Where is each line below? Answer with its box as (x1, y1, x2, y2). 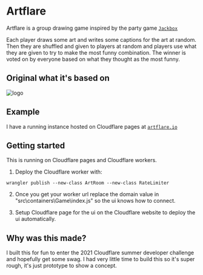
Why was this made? (6, 233, 87, 243)
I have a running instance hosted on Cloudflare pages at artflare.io (6, 123, 178, 130)
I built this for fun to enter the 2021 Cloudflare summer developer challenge (6, 249, 195, 256)
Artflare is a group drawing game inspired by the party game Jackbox (6, 24, 178, 32)
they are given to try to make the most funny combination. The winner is (6, 49, 186, 56)
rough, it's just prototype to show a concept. (6, 262, 117, 270)
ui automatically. (15, 216, 56, 223)
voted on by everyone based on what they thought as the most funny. (6, 55, 180, 63)
